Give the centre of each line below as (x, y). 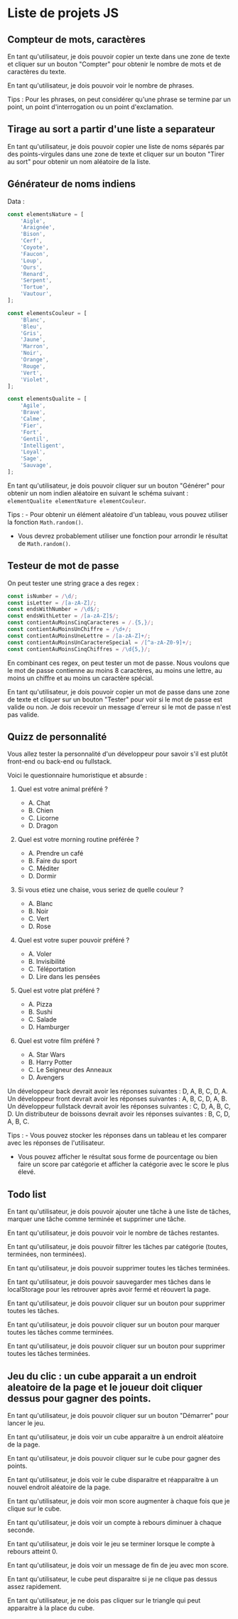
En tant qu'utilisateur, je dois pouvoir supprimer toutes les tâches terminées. (119, 1268)
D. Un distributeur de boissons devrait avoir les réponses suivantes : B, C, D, (119, 1114)
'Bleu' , (31, 327)
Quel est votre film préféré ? (59, 1041)
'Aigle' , (33, 221)
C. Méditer (44, 868)
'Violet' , (35, 379)
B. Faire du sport (53, 861)
